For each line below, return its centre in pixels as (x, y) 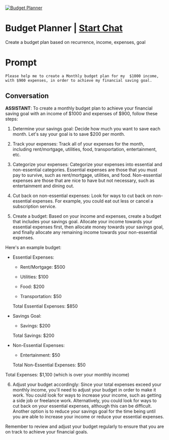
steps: (12, 119)
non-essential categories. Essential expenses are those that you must (85, 170)
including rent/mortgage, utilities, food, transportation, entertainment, (85, 149)
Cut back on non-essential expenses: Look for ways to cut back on (82, 195)
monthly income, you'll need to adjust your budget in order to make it (84, 389)
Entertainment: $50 (40, 355)
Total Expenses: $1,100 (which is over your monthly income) (67, 374)
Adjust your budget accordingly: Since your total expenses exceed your (87, 384)
